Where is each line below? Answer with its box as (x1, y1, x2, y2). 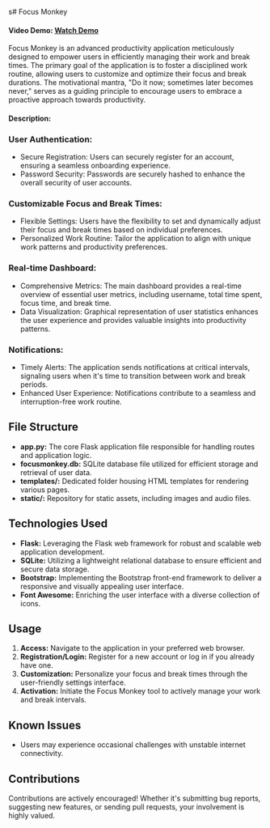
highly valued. (8, 811, 55, 821)
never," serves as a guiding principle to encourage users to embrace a (8, 87, 243, 96)
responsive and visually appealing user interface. (19, 581, 184, 591)
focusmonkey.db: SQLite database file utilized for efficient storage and (19, 459, 259, 469)
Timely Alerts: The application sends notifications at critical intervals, (19, 362, 251, 372)
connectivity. (19, 749, 64, 758)
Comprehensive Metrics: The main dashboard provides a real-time (19, 281, 243, 291)
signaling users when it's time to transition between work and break (19, 371, 247, 380)
